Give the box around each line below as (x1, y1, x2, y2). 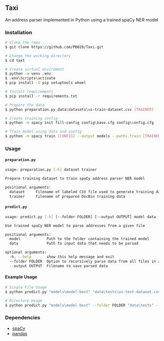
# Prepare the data (5, 102, 45, 107)
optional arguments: (5, 250, 47, 255)
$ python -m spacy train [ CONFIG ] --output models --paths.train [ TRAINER (5, 134, 161, 139)
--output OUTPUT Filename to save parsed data (9, 263, 108, 268)
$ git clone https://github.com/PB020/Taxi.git (5, 44, 104, 49)
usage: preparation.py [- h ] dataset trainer (5, 167, 97, 172)
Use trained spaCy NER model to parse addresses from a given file (5, 223, 145, 228)
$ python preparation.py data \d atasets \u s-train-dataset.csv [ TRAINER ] (5, 107, 154, 112)
